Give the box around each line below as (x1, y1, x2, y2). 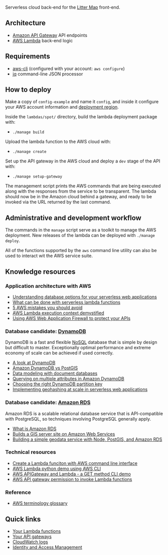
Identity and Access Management (12, 544, 83, 550)
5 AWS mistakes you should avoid (12, 304, 83, 310)
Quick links (5, 515, 41, 523)
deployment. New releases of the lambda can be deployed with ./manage (5, 232, 155, 239)
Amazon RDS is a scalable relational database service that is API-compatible (5, 410, 163, 417)
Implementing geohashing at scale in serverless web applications (12, 386, 148, 392)
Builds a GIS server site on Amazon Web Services (12, 431, 115, 437)
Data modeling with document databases (12, 370, 98, 376)
